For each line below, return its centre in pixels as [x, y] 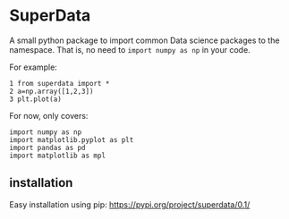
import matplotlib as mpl [57, 156]
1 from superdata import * [59, 83]
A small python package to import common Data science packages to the [144, 40]
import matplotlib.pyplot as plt [72, 139]
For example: [34, 67]
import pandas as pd [48, 147]
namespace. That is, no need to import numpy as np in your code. [130, 49]
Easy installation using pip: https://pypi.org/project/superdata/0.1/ [130, 204]
